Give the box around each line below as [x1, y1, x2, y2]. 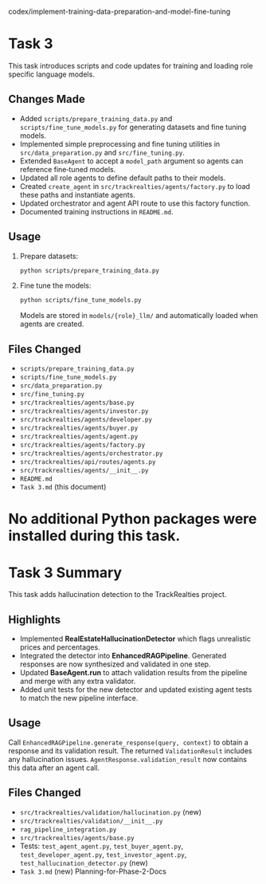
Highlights [8, 613, 61, 627]
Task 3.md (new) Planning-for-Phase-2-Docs [19, 866, 167, 876]
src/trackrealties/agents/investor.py [19, 407, 149, 415]
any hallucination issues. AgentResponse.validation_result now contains [8, 754, 247, 764]
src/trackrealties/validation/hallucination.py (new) [19, 807, 201, 816]
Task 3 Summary [8, 564, 122, 581]
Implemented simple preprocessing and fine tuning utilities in [19, 139, 221, 148]
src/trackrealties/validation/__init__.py [19, 817, 163, 825]
